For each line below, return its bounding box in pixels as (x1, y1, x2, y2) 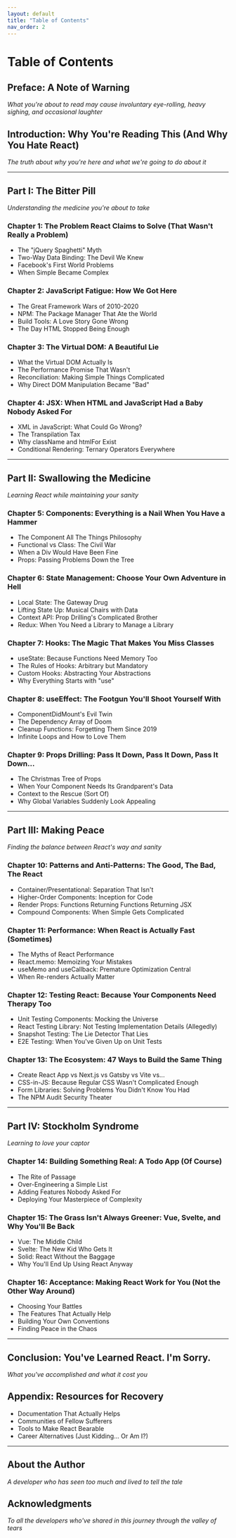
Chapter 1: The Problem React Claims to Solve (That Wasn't (7, 221, 214, 231)
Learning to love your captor (7, 1139, 90, 1147)
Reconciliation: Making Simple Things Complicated (17, 372, 165, 381)
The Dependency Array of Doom (17, 717, 112, 726)
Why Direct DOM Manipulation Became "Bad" (17, 380, 150, 389)
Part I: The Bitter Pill (7, 184, 96, 197)
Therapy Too (7, 999, 52, 1009)
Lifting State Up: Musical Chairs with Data (17, 605, 138, 614)
